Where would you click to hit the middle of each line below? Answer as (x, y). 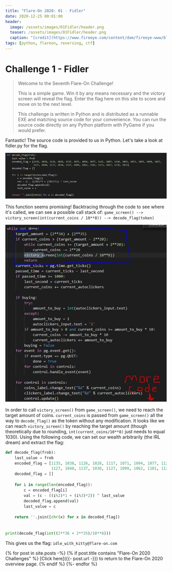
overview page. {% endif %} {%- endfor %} (51, 564)
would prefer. (32, 130)
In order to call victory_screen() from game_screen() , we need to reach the (84, 410)
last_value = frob (34, 458)
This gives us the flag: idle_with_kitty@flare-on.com (61, 543)
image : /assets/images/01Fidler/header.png (57, 27)
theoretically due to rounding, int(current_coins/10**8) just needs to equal (85, 431)
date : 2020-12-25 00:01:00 (34, 16)
